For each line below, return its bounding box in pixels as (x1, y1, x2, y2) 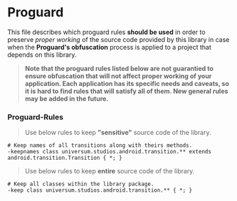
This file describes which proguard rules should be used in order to (7, 28, 206, 36)
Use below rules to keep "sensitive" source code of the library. (24, 129, 211, 137)
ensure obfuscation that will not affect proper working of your (24, 72, 212, 80)
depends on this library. (7, 50, 77, 59)
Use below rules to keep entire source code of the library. (24, 167, 195, 175)
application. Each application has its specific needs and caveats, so (24, 79, 230, 87)
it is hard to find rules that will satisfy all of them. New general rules (24, 87, 228, 95)
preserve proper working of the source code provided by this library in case (7, 35, 230, 43)
